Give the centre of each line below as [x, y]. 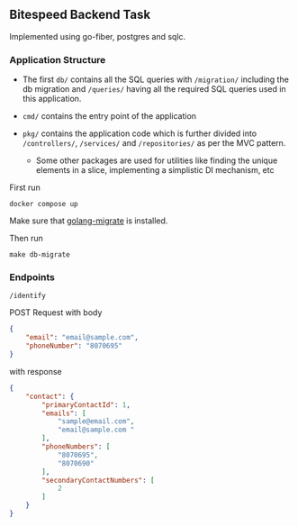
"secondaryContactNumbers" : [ [98, 480]
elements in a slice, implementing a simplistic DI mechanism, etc [155, 170]
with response [36, 371]
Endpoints [32, 277]
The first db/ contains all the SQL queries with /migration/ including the [156, 79]
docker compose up [44, 204]
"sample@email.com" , [96, 422]
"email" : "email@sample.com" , [82, 338]
